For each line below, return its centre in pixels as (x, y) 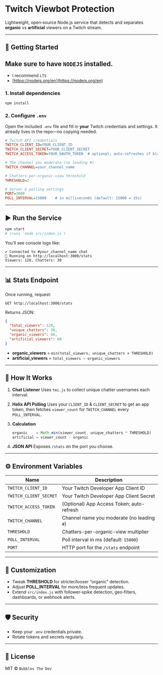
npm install (17, 103)
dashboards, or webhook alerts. (44, 597)
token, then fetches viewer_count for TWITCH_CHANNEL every (71, 409)
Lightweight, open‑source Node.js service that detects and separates (74, 22)
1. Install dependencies (33, 93)
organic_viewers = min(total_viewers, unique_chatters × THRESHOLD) (83, 353)
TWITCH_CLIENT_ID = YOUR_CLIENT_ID (39, 145)
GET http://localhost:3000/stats (39, 303)
